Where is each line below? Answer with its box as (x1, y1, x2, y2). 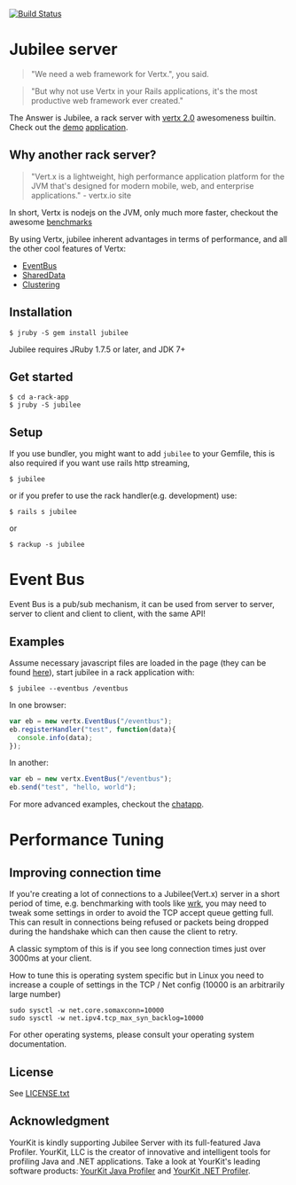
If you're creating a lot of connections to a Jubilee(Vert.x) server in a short (9, 889, 281, 900)
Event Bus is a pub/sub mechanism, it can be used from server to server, (9, 599, 275, 610)
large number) (9, 989, 61, 1000)
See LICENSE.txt (9, 1088, 70, 1098)
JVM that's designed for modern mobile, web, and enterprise (30, 180, 254, 191)
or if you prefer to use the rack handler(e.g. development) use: (9, 490, 238, 501)
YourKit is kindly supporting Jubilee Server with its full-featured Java (9, 1137, 261, 1148)
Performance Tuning (9, 830, 165, 850)
